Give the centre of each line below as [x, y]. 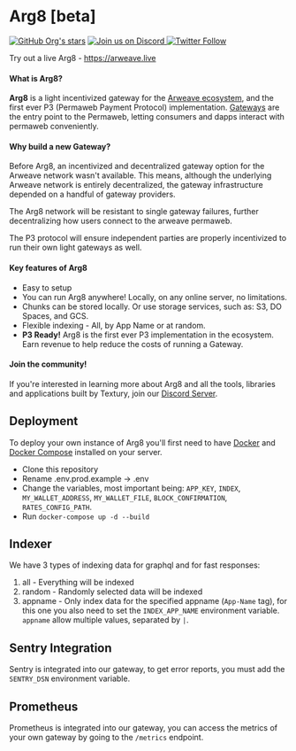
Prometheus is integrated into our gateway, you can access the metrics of [144, 728]
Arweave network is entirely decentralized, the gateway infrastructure [136, 185]
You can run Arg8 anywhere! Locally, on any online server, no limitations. [154, 297]
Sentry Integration [61, 648]
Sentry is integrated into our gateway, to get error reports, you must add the [147, 670]
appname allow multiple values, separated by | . [105, 620]
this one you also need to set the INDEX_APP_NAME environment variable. [151, 611]
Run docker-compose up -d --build [86, 516]
